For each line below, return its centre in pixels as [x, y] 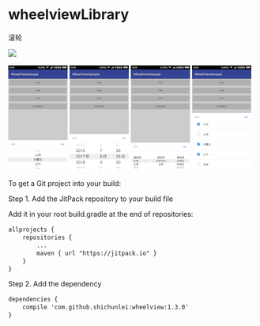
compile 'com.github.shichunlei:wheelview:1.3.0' [106, 307]
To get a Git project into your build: [64, 183]
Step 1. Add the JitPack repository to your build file [91, 199]
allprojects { [32, 229]
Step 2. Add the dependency [55, 283]
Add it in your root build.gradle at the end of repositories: [101, 214]
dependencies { [33, 299]
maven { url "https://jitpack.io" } [97, 253]
